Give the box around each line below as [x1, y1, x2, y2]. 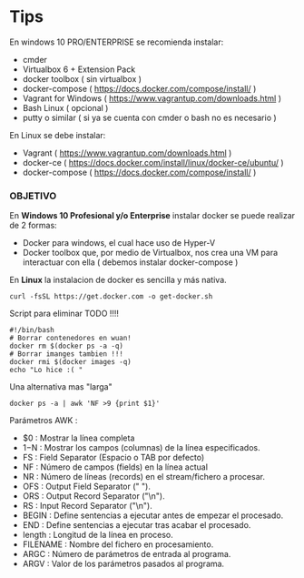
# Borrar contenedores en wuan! [9, 334, 132, 343]
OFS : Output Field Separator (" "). [22, 481, 152, 492]
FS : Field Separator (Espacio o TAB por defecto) [22, 452, 205, 463]
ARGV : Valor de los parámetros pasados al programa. [22, 558, 225, 570]
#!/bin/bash [9, 326, 54, 335]
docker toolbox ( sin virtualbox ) [22, 73, 142, 84]
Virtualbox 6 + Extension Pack [22, 64, 136, 75]
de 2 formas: [9, 220, 57, 231]
